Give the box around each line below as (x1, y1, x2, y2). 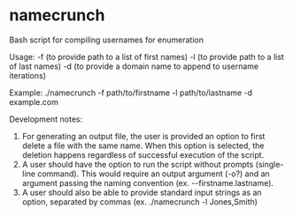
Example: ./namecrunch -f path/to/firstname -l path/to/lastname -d (9, 87, 253, 98)
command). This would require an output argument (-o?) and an (36, 168, 270, 179)
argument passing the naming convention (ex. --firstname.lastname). (21, 177, 274, 188)
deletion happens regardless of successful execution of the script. (21, 149, 265, 160)
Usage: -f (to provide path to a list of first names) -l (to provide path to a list (9, 51, 285, 62)
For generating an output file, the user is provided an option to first (21, 130, 266, 141)
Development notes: (9, 114, 83, 124)
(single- (255, 159, 284, 169)
